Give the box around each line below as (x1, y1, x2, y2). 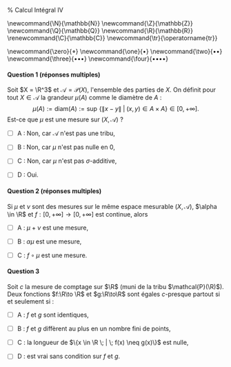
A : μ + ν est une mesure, (17, 224, 89, 232)
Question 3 (7, 267, 40, 275)
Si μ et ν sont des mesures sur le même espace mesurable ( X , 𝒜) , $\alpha (7, 202, 217, 210)
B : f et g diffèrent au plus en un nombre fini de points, (17, 324, 171, 333)
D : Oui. (17, 170, 39, 179)
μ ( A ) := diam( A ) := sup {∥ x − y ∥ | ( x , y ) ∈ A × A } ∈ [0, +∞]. (32, 105, 199, 113)
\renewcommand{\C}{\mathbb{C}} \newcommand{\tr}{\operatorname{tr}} (7, 34, 218, 42)
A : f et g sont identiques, (17, 310, 90, 319)
